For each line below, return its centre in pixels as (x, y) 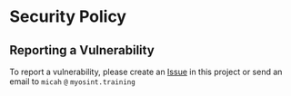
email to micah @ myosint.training (73, 82)
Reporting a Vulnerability (82, 50)
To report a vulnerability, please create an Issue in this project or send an (146, 72)
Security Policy (68, 17)
